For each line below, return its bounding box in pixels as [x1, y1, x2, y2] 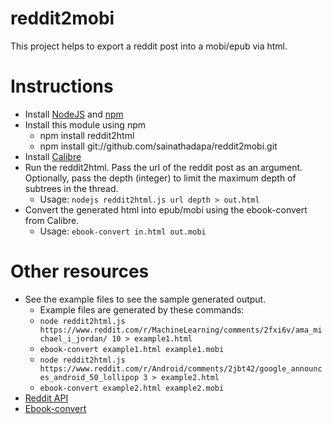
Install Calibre [24, 150, 82, 162]
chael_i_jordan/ [39, 333, 108, 344]
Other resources [10, 260, 150, 283]
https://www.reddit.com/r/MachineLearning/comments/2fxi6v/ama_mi [39, 325, 323, 335]
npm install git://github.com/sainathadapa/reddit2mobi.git [39, 140, 278, 152]
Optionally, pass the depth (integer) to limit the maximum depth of [24, 172, 297, 184]
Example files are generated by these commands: [39, 303, 245, 316]
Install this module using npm [24, 118, 146, 131]
